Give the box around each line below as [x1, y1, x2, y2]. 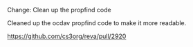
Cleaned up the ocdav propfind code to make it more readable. [7, 19, 187, 27]
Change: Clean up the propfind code [7, 6, 112, 14]
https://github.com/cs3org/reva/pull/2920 [7, 32, 127, 40]
